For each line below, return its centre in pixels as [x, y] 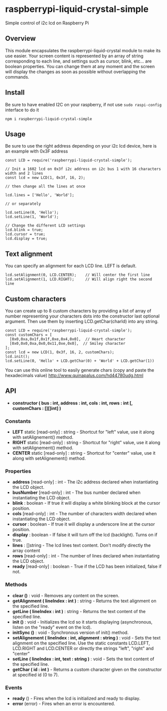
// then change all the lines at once [45, 187]
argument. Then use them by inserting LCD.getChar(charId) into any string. [82, 321]
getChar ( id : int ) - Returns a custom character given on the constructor [87, 669]
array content [26, 551]
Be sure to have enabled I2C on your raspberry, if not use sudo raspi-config [83, 104]
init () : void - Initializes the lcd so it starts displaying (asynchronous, [82, 622]
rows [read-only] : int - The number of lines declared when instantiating [86, 556]
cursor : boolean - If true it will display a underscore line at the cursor [83, 524]
